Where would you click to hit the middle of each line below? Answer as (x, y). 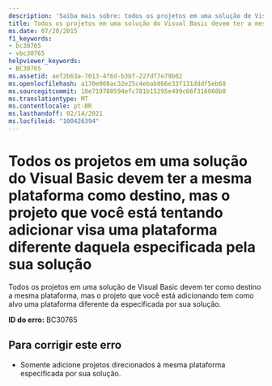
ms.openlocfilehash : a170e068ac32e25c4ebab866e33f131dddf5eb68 (117, 83)
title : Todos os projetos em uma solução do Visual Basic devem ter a (130, 23)
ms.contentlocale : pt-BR (50, 106)
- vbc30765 (27, 53)
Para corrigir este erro (65, 345)
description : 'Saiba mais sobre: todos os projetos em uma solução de (130, 16)
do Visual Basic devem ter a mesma (130, 178)
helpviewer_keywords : (45, 62)
